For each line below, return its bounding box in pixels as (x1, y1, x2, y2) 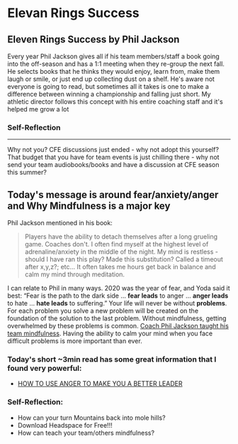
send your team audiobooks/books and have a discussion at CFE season (7, 161, 220, 169)
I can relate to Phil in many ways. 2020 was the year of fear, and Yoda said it (7, 284, 230, 293)
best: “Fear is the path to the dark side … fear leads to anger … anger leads (7, 291, 229, 300)
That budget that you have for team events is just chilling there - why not (7, 153, 220, 161)
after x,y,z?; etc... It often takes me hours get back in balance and (24, 263, 216, 271)
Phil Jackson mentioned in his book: (7, 219, 113, 227)
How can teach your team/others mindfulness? (17, 428, 154, 437)
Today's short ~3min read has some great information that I (7, 354, 217, 364)
